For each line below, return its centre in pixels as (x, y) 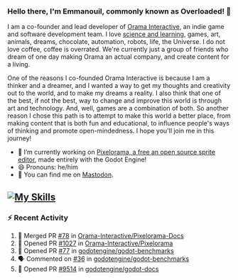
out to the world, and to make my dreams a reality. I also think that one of (114, 93)
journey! (20, 138)
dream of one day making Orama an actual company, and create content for (118, 57)
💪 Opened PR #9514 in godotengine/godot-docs (88, 269)
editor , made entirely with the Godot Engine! (82, 159)
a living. (19, 65)
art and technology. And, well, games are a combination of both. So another (118, 108)
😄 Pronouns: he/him (48, 167)
